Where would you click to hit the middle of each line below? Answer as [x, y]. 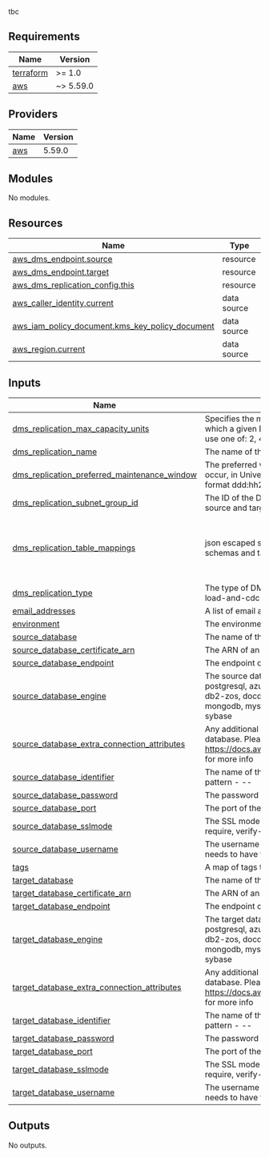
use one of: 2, [231, 439]
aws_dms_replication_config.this [73, 285]
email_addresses [44, 611]
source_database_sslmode [62, 826]
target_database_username [64, 1092]
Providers [33, 114]
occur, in [221, 475]
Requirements [44, 36]
